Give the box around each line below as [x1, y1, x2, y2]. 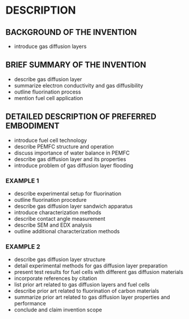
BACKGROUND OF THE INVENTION [5, 27, 137, 37]
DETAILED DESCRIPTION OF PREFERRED [5, 112, 157, 122]
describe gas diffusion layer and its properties [14, 155, 126, 163]
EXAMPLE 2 [5, 242, 41, 250]
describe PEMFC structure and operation [14, 143, 114, 150]
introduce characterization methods [14, 208, 102, 216]
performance [14, 300, 47, 307]
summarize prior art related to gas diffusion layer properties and [14, 294, 171, 301]
